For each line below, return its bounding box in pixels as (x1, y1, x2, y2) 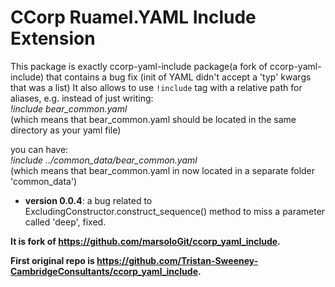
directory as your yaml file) (10, 124, 122, 136)
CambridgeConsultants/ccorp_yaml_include (10, 265, 199, 277)
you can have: (10, 143, 69, 155)
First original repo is (10, 254, 95, 266)
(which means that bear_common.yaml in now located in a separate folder (10, 164, 316, 176)
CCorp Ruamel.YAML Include (10, 6, 257, 29)
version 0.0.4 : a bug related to (24, 194, 153, 206)
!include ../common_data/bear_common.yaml (10, 154, 198, 166)
